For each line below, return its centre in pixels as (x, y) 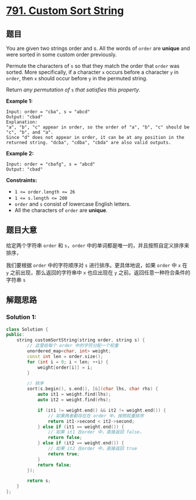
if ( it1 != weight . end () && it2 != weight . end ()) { (102, 410)
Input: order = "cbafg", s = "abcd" (51, 164)
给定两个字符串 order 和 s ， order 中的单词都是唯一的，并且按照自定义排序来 (98, 245)
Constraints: (22, 180)
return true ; (64, 454)
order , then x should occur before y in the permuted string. (77, 78)
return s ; (39, 481)
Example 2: (20, 153)
